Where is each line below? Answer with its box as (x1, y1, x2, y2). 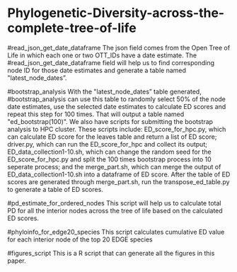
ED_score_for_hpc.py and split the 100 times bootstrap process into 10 (7, 154, 212, 164)
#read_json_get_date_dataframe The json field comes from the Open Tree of (7, 43, 231, 52)
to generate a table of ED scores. (7, 185, 104, 193)
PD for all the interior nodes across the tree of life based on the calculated (7, 206, 223, 215)
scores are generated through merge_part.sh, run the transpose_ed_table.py (7, 177, 230, 186)
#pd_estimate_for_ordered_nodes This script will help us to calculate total (7, 198, 221, 207)
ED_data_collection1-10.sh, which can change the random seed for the (7, 147, 212, 156)
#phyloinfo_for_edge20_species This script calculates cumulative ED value (7, 227, 225, 236)
